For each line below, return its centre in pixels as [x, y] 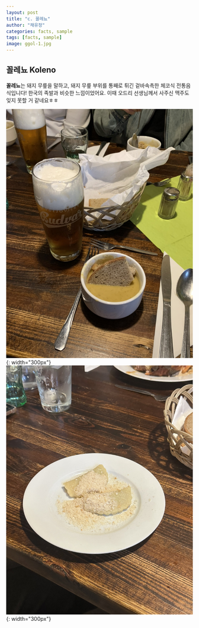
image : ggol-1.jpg [29, 44]
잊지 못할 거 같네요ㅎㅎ [32, 100]
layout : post [22, 12]
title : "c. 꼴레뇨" [28, 19]
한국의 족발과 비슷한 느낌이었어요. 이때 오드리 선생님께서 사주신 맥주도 [109, 93]
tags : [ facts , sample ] [34, 38]
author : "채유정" [26, 25]
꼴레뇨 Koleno [31, 70]
